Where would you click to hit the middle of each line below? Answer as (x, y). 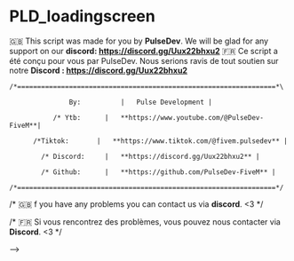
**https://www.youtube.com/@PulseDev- (192, 117)
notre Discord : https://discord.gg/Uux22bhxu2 (99, 70)
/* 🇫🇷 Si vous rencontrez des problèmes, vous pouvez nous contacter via (145, 221)
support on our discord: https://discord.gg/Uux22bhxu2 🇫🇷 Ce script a (143, 51)
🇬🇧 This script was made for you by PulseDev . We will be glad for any (139, 41)
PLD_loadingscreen (82, 16)
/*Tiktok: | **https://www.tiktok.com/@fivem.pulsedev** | (160, 141)
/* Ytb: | (81, 117)
